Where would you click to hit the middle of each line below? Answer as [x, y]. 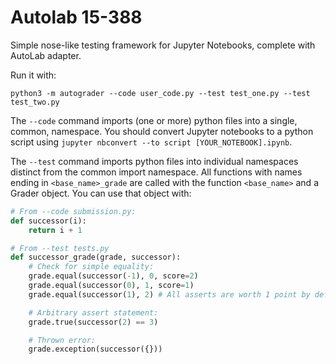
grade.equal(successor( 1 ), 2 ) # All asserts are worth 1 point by [169, 294]
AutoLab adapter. [46, 55]
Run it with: [33, 75]
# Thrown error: [62, 340]
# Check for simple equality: [91, 267]
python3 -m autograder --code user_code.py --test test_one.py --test [160, 93]
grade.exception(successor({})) [95, 349]
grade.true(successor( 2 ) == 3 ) [93, 322]
